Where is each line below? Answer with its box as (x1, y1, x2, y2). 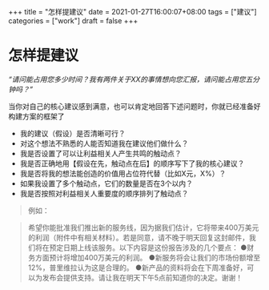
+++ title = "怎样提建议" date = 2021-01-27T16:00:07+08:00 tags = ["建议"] (8, 7, 258, 16)
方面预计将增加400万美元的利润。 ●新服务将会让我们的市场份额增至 (34, 252, 261, 262)
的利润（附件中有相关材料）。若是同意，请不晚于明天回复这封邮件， (27, 232, 250, 242)
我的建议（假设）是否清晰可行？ (19, 128, 126, 138)
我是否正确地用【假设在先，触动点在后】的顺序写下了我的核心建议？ (19, 159, 245, 168)
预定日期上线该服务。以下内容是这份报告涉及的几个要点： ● (49, 243, 247, 252)
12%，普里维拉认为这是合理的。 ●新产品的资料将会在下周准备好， (27, 263, 247, 272)
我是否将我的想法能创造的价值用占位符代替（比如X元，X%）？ (19, 168, 227, 178)
